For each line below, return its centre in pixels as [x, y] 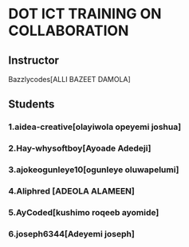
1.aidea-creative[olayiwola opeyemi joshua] [95, 127]
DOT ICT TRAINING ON [85, 14]
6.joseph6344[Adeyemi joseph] [72, 233]
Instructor [34, 60]
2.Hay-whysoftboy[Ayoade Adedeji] [80, 148]
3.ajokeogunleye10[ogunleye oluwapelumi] [94, 170]
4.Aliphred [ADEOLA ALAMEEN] [72, 191]
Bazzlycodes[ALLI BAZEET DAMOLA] [70, 79]
